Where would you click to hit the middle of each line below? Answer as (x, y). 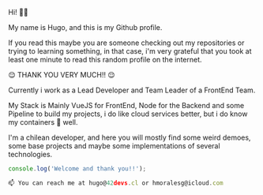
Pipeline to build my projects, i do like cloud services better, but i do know (128, 114)
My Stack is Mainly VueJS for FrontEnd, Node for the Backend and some (126, 105)
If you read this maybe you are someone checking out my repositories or (126, 43)
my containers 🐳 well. (43, 122)
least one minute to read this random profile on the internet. (105, 60)
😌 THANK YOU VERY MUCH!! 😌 (62, 75)
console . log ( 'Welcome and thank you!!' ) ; (77, 169)
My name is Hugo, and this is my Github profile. (85, 27)
